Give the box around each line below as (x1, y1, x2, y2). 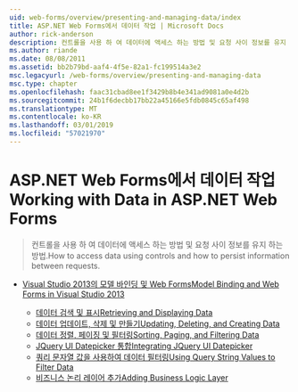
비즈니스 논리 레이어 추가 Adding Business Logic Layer (35, 372, 229, 383)
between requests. (30, 260, 101, 271)
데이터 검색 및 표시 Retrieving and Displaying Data (35, 306, 213, 317)
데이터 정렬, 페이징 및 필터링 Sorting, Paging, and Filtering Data (35, 329, 260, 339)
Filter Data (35, 362, 74, 372)
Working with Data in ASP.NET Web (9, 190, 278, 210)
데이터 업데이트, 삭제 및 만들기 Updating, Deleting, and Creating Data (35, 318, 280, 329)
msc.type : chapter (9, 79, 78, 88)
